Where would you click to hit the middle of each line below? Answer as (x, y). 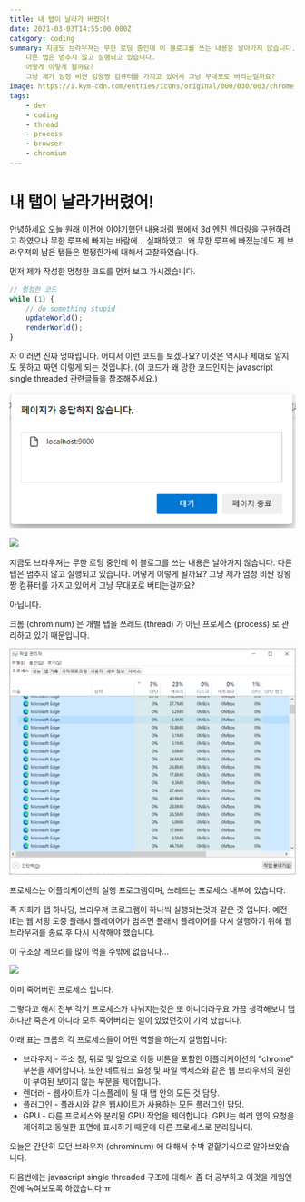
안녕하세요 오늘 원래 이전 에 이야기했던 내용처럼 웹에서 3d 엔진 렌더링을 (134, 229)
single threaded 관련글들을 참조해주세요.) (84, 379)
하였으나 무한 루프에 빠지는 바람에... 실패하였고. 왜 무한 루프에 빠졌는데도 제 (152, 240)
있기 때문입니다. (61, 635)
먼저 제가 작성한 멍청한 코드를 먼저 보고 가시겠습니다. (103, 271)
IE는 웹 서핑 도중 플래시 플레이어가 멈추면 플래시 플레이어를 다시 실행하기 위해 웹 (151, 920)
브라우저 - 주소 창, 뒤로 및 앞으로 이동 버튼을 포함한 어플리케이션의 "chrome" (158, 1058)
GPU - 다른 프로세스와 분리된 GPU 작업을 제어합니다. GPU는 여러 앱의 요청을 (158, 1115)
